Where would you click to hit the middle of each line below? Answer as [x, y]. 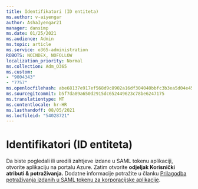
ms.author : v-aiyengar [34, 17]
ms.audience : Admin [30, 39]
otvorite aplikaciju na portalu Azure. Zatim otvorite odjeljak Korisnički [91, 167]
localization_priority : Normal [44, 61]
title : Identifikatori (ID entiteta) [52, 11]
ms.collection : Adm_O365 [37, 66]
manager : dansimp [27, 28]
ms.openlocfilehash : [32, 88]
